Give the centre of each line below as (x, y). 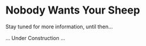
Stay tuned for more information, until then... (59, 27)
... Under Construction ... (35, 38)
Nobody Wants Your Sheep (73, 10)
